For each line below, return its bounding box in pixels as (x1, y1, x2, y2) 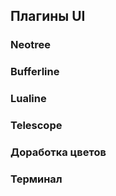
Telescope (10, 119, 63, 133)
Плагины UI (10, 8, 86, 25)
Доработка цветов (10, 145, 107, 159)
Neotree (10, 38, 51, 52)
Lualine (10, 92, 47, 106)
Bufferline (10, 65, 60, 79)
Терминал (10, 172, 63, 186)
